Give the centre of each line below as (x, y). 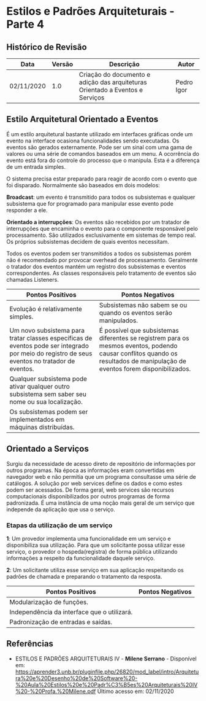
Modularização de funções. (49, 602)
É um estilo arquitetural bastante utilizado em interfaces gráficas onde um (100, 134)
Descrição (124, 64)
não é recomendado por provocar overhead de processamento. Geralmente (102, 260)
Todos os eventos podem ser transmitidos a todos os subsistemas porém (99, 254)
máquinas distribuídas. (42, 427)
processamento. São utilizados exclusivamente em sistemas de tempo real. (101, 235)
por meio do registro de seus (51, 353)
